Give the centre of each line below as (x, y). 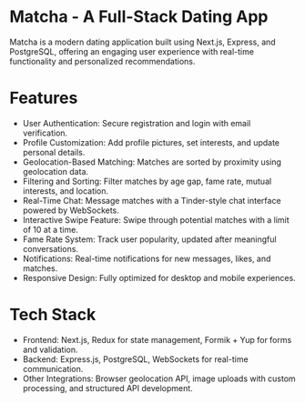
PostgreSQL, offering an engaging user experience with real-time (132, 51)
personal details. (54, 152)
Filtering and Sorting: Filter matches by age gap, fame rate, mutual (147, 181)
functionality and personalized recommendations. (102, 61)
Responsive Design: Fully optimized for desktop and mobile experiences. (159, 277)
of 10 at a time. (51, 229)
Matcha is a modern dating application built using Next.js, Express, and (142, 42)
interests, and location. (66, 191)
